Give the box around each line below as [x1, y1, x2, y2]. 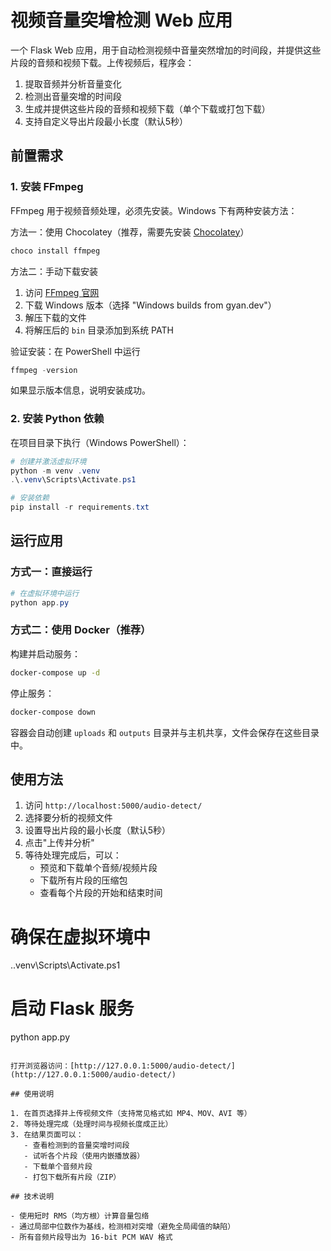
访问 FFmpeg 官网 [24, 286, 100, 298]
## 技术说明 [10, 1192, 55, 1202]
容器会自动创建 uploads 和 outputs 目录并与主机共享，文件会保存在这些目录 [10, 726, 320, 738]
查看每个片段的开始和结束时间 [39, 887, 163, 899]
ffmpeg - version [10, 365, 78, 375]
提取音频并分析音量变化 [24, 77, 122, 90]
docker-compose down [10, 707, 97, 717]
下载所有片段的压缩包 [39, 874, 128, 886]
